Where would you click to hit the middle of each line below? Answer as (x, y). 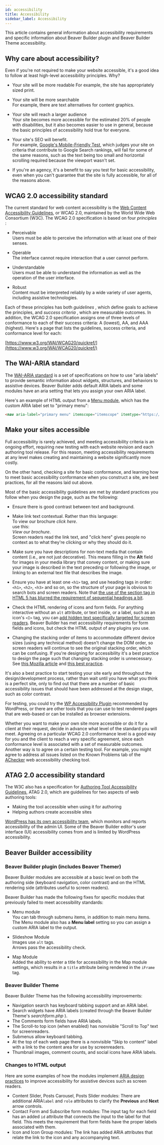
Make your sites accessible (47, 430)
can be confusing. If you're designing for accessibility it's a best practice (85, 653)
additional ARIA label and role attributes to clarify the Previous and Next (85, 1101)
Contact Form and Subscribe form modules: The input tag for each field (84, 1111)
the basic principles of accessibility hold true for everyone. (71, 130)
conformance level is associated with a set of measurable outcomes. (74, 744)
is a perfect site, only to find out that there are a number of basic (70, 683)
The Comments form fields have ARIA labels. (57, 1021)
